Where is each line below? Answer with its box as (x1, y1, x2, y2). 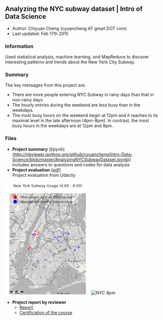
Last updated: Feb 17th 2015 (12, 30, 69, 37)
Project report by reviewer (12, 299, 67, 305)
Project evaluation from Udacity (12, 172, 76, 178)
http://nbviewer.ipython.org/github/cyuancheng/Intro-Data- (14, 151, 133, 157)
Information (5, 42, 34, 49)
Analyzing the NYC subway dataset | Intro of (5, 5, 143, 13)
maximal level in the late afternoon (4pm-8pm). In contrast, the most (12, 118, 149, 123)
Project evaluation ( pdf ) (12, 167, 61, 173)
